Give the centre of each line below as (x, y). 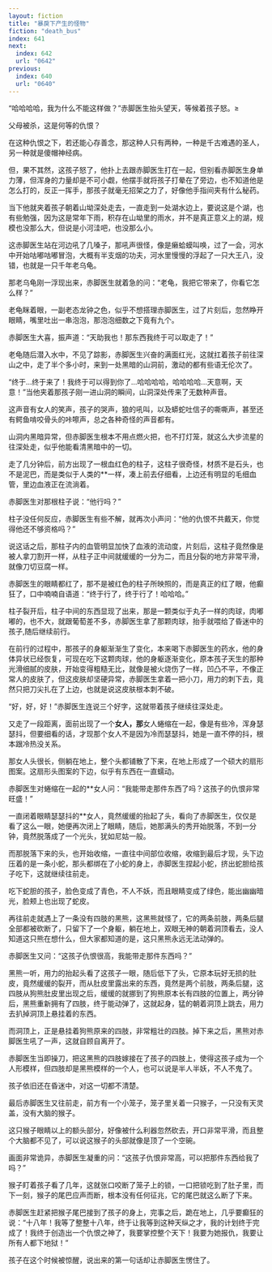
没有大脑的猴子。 (51, 1113)
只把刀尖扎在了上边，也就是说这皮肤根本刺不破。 (97, 689)
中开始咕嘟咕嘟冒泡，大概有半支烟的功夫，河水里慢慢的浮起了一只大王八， (132, 255)
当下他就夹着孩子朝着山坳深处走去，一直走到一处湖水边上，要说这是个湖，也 (136, 207)
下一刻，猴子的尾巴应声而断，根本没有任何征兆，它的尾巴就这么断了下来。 (132, 1195)
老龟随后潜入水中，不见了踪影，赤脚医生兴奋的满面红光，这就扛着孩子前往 (132, 355)
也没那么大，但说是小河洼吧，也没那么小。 (86, 227)
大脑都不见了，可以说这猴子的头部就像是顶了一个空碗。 (107, 1140)
